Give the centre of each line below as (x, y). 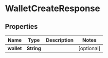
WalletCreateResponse (53, 9)
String (34, 48)
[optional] (89, 48)
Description (60, 40)
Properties (21, 27)
